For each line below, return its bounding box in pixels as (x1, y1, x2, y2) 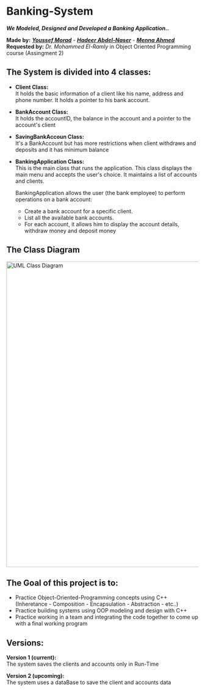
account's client (15, 121, 56, 128)
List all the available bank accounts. (24, 214, 114, 221)
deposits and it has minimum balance (15, 145, 109, 153)
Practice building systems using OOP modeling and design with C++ (15, 607, 187, 614)
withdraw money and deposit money (24, 227, 117, 234)
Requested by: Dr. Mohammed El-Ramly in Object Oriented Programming (6, 43, 191, 50)
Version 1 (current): (6, 654, 57, 661)
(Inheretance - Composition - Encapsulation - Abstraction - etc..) (15, 600, 179, 608)
